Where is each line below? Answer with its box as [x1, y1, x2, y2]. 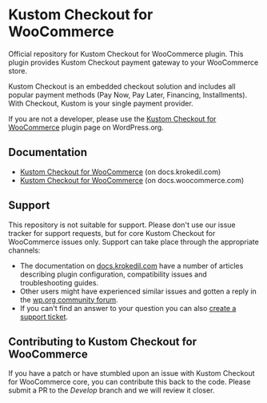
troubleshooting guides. [19, 277, 98, 287]
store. [8, 66, 28, 75]
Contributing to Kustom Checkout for [8, 334, 197, 349]
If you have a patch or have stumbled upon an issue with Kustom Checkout [8, 369, 255, 378]
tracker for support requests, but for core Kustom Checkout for [8, 228, 216, 237]
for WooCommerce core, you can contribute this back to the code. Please [8, 377, 251, 387]
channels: [8, 245, 41, 255]
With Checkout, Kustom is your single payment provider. [8, 98, 193, 108]
